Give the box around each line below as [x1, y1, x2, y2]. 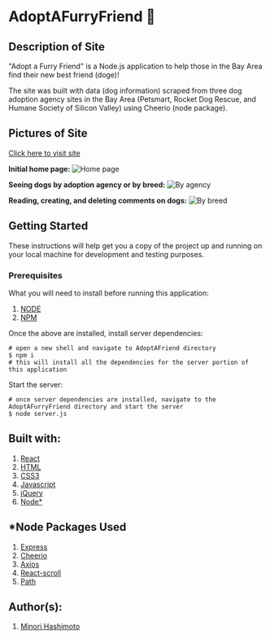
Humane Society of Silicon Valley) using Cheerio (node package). [8, 103, 228, 112]
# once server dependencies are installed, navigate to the [8, 395, 217, 404]
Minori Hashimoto [20, 622, 81, 632]
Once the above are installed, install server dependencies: [8, 328, 203, 338]
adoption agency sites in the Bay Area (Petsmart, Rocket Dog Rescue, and [8, 94, 256, 104]
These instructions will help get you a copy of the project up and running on [8, 240, 263, 251]
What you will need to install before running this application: [8, 288, 209, 298]
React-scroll [20, 567, 62, 577]
